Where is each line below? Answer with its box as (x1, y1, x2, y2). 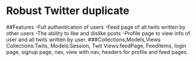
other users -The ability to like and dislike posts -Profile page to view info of (6, 29, 191, 36)
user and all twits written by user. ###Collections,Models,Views (6, 36, 161, 43)
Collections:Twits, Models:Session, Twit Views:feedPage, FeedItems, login (6, 42, 187, 49)
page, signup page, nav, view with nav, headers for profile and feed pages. (6, 48, 188, 55)
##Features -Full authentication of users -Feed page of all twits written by (6, 23, 186, 30)
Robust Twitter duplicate (6, 4, 130, 18)
